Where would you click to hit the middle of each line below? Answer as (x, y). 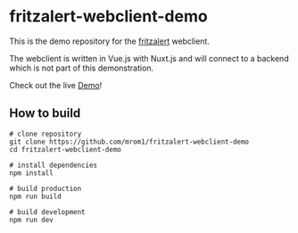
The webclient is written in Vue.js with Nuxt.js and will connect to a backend (149, 58)
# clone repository (46, 134)
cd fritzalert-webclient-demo (66, 149)
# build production (46, 188)
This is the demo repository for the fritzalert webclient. (109, 41)
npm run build (36, 196)
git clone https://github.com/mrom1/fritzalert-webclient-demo (129, 141)
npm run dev (31, 220)
